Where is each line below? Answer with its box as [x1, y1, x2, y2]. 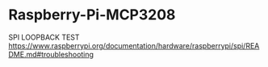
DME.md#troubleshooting [8, 49, 94, 59]
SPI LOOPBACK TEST [8, 32, 80, 42]
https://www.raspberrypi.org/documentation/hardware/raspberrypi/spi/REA [8, 40, 260, 50]
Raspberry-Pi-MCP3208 [8, 6, 176, 24]
